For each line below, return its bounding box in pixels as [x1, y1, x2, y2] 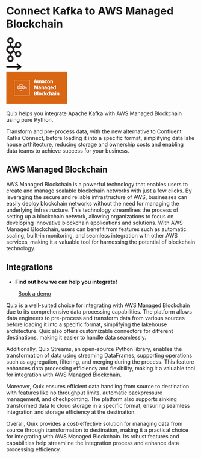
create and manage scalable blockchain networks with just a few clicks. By [6, 187, 192, 194]
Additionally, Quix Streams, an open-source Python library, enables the [6, 345, 182, 352]
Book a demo [17, 290, 51, 297]
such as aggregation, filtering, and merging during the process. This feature [6, 358, 194, 366]
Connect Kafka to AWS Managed [6, 4, 174, 18]
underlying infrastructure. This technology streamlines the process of [6, 206, 179, 214]
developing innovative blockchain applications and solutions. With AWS [6, 219, 184, 226]
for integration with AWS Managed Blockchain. [6, 371, 122, 378]
